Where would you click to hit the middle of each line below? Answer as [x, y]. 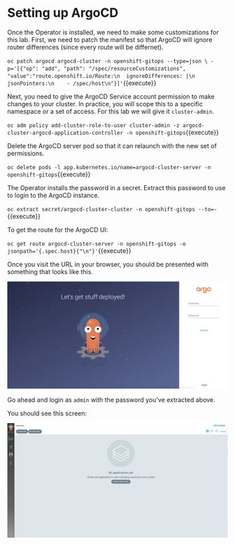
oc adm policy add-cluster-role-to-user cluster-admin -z [93, 125]
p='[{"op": [23, 69]
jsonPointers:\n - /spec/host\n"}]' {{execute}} [82, 83]
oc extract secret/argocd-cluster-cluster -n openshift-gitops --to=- [112, 209]
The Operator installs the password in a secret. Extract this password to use [116, 187]
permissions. [26, 153]
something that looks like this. [50, 271]
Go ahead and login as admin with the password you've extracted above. [111, 399]
